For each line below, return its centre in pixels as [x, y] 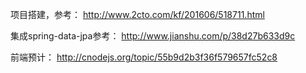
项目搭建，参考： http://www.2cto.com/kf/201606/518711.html [137, 14]
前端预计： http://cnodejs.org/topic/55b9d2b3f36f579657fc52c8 [144, 57]
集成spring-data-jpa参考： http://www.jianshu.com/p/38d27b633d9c [153, 36]
